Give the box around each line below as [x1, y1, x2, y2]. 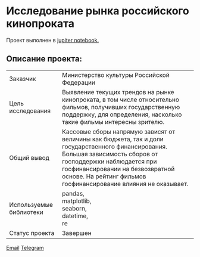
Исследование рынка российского [6, 4, 189, 18]
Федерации [61, 78, 95, 86]
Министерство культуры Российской [61, 70, 170, 79]
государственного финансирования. [61, 142, 168, 150]
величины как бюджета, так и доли [61, 135, 164, 143]
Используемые [9, 200, 54, 209]
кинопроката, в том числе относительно [61, 95, 180, 104]
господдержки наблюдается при [61, 157, 157, 165]
